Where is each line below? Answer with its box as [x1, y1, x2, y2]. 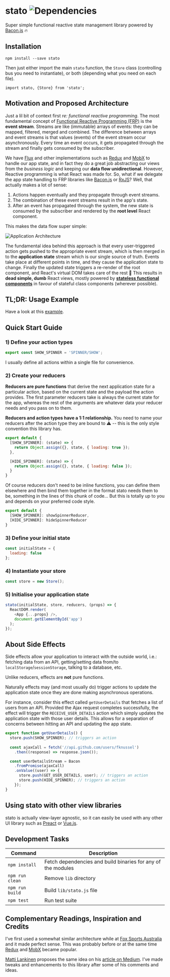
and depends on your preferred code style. [5, 498, 95, 505]
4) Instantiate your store [5, 567, 66, 574]
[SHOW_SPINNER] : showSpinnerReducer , [10, 513, 90, 518]
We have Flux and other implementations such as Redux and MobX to [5, 155, 150, 161]
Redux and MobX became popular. [5, 947, 77, 953]
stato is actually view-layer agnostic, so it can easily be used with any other [5, 815, 163, 821]
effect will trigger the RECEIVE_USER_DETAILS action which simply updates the [5, 710, 164, 716]
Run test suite [44, 897, 77, 904]
